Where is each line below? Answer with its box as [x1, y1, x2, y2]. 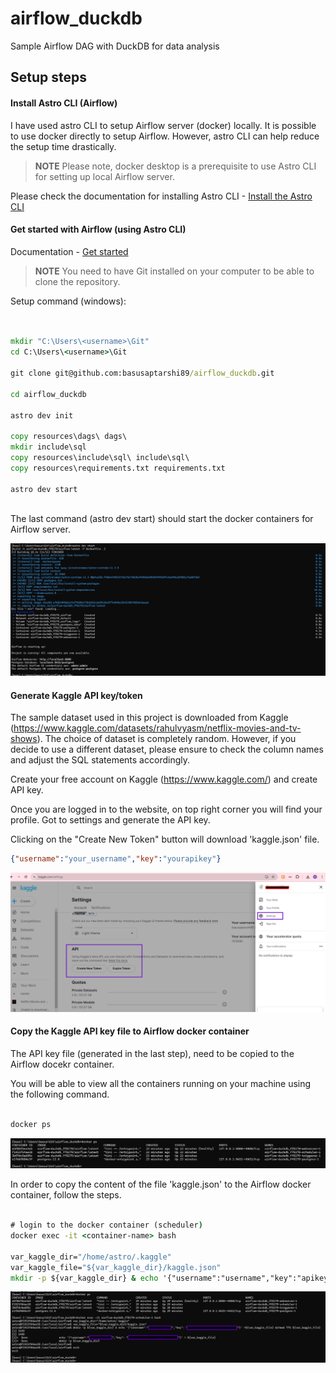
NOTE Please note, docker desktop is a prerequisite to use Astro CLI [34, 160, 317, 172]
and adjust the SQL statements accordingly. [10, 754, 190, 766]
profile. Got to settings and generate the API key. [10, 814, 211, 826]
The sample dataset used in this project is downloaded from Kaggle [10, 712, 289, 724]
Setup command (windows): [10, 295, 127, 307]
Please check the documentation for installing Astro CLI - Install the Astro [10, 190, 313, 202]
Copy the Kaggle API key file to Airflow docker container [10, 1025, 250, 1037]
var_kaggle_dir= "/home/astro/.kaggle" [10, 1252, 172, 1262]
